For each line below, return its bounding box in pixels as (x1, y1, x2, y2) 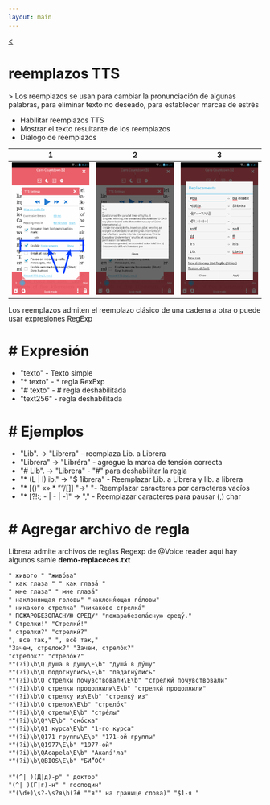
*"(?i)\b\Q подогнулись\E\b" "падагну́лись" (8, 669, 157, 677)
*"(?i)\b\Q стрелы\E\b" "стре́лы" (8, 709, 121, 717)
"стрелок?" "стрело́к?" (8, 653, 84, 661)
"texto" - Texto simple (19, 368, 93, 378)
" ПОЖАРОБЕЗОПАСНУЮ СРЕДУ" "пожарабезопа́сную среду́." (8, 612, 193, 620)
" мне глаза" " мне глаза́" (8, 588, 99, 596)
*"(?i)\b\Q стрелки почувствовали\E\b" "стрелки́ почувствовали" (8, 677, 228, 685)
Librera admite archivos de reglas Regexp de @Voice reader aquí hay (8, 546, 238, 556)
